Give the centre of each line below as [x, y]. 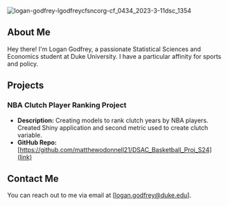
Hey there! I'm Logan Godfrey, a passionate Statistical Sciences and [104, 49]
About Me [29, 32]
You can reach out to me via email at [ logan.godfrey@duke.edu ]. [99, 195]
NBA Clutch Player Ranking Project [67, 105]
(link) [25, 157]
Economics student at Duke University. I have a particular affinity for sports [114, 56]
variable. [30, 135]
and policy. [23, 64]
